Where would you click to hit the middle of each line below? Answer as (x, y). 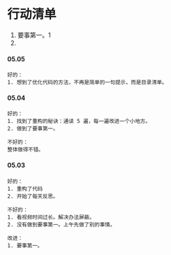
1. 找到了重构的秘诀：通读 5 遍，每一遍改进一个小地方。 (79, 122)
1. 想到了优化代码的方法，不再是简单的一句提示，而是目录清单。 (87, 82)
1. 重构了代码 (25, 189)
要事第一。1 (34, 35)
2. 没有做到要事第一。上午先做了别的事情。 (61, 224)
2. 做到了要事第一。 (33, 129)
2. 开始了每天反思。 (33, 196)
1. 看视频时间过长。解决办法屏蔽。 (51, 217)
